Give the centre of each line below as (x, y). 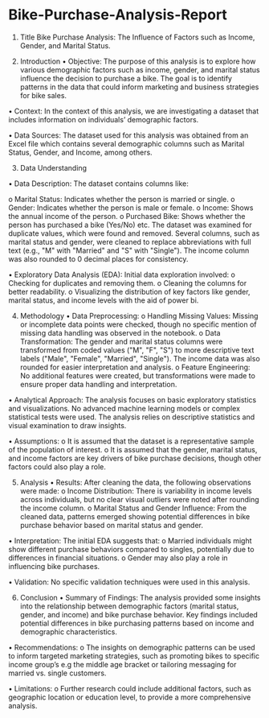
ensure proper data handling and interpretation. (98, 384)
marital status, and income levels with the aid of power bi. (104, 300)
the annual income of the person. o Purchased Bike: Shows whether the (127, 216)
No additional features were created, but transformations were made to (137, 375)
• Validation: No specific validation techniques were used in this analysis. (129, 582)
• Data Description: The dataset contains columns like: (98, 184)
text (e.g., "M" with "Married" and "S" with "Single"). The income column (129, 250)
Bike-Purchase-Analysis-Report (118, 15)
